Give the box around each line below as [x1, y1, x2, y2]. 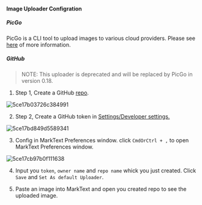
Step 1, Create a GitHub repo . [15, 89, 89, 96]
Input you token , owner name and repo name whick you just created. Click [15, 166, 196, 174]
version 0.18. [21, 77, 53, 84]
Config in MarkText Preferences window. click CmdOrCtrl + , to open [15, 136, 189, 144]
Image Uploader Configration [6, 5, 83, 12]
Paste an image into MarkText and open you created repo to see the [15, 185, 187, 193]
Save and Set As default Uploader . [15, 173, 104, 180]
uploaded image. [15, 191, 58, 199]
